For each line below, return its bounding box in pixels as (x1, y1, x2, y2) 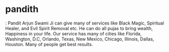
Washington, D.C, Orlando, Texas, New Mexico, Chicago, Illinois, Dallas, (5, 36, 154, 42)
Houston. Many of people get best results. (5, 41, 93, 47)
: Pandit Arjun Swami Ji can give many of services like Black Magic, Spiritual (5, 20, 164, 26)
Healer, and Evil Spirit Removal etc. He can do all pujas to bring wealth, (5, 25, 153, 31)
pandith (5, 3, 39, 15)
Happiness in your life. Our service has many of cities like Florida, (5, 30, 142, 36)
